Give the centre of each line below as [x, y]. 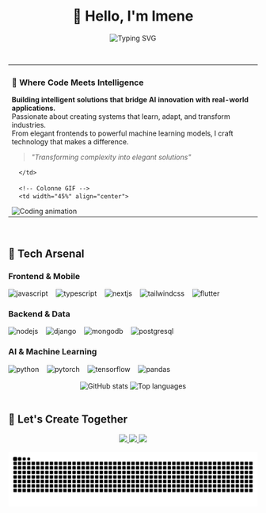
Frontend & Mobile [44, 276]
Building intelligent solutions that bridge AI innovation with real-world [130, 99]
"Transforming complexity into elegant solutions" [111, 157]
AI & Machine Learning [53, 352]
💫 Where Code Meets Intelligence [78, 82]
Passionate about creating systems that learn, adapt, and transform [121, 116]
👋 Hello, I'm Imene [133, 16]
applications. [33, 108]
